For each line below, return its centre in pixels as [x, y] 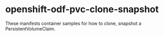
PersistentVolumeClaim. [30, 28]
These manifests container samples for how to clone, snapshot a [73, 23]
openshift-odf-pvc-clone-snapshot [82, 9]
